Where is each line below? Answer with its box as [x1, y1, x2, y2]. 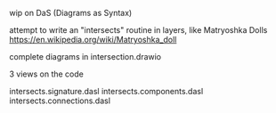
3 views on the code [9, 69, 85, 79]
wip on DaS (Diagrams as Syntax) [9, 8, 133, 18]
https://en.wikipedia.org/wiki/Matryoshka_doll [9, 35, 177, 44]
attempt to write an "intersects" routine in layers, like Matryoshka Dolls [9, 25, 268, 35]
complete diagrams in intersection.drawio [9, 52, 162, 61]
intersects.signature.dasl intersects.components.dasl [9, 86, 204, 96]
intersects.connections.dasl [9, 95, 111, 106]
